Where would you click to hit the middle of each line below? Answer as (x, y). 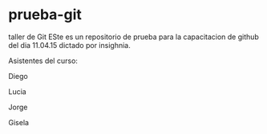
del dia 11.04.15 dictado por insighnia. (69, 45)
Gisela (19, 122)
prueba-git (45, 15)
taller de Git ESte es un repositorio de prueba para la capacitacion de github (133, 37)
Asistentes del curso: (43, 61)
